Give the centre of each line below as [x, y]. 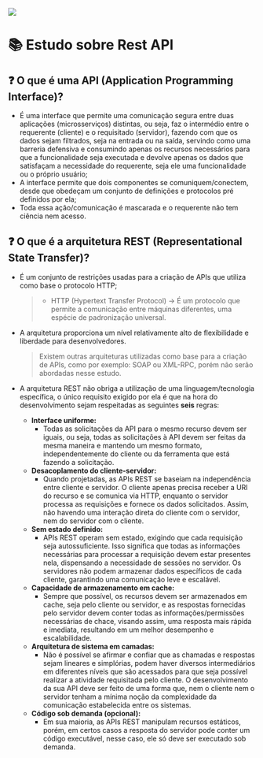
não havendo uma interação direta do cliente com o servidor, [141, 512]
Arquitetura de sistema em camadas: [93, 646]
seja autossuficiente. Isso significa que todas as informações [142, 546]
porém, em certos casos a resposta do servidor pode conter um [146, 730]
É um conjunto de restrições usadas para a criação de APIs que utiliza [133, 277]
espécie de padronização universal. [108, 317]
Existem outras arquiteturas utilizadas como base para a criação [143, 356]
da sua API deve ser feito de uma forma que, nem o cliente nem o [149, 688]
